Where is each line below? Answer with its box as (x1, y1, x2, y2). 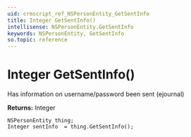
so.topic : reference (7, 37, 68, 44)
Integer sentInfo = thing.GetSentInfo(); (7, 124, 134, 131)
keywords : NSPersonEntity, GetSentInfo (7, 30, 125, 37)
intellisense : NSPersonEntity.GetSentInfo (7, 23, 134, 30)
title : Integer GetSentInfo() (7, 17, 97, 24)
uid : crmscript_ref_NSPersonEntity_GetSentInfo (7, 10, 150, 18)
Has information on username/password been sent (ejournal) (7, 90, 185, 98)
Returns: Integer (7, 103, 56, 112)
